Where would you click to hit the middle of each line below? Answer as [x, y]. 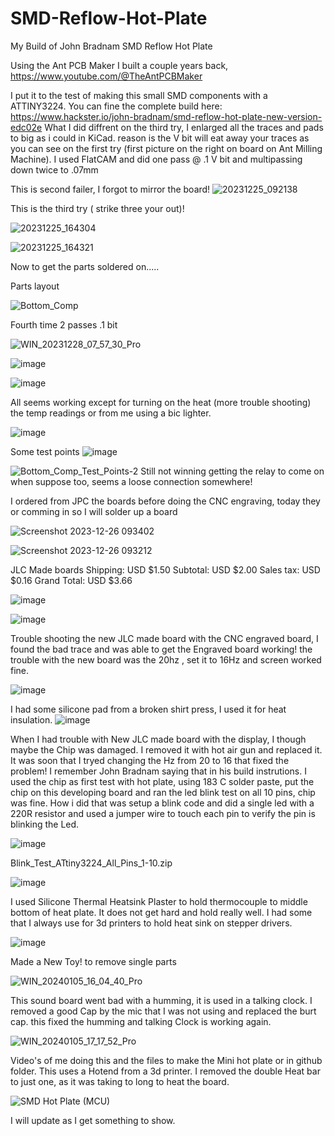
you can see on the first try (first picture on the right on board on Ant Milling [166, 148]
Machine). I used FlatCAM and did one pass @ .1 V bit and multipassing [156, 159]
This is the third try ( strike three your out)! [97, 208]
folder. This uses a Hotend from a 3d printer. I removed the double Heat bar [165, 1071]
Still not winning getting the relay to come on [232, 471]
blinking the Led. [45, 824]
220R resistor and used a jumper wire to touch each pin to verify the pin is [163, 813]
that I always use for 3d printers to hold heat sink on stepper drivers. [151, 923]
